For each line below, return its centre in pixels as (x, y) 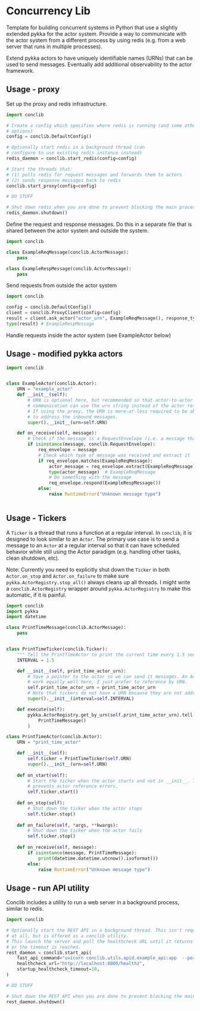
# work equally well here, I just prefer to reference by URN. (107, 682)
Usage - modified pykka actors (65, 354)
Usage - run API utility (48, 888)
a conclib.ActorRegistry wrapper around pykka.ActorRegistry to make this (99, 588)
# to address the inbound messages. (73, 417)
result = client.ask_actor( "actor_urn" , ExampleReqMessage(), (85, 318)
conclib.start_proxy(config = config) (51, 186)
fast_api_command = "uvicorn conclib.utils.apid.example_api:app (97, 958)
